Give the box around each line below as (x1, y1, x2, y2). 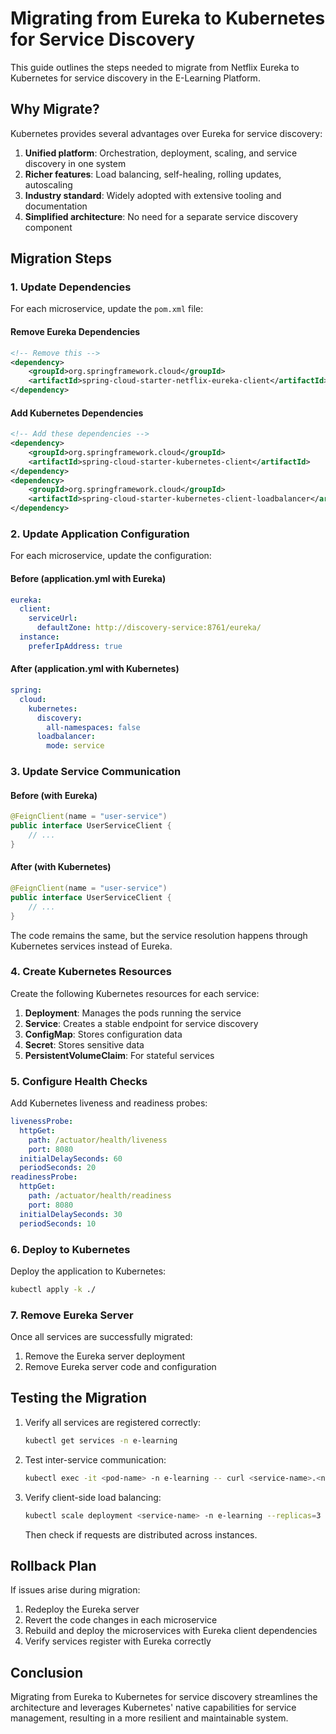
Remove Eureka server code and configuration (24, 1361, 217, 1373)
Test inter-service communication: (24, 1453, 167, 1466)
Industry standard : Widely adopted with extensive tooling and (24, 189, 282, 201)
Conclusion (10, 1664, 84, 1681)
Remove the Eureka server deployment (24, 1350, 186, 1362)
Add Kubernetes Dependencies (10, 407, 144, 419)
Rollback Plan (10, 1557, 97, 1574)
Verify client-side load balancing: (24, 1491, 162, 1503)
